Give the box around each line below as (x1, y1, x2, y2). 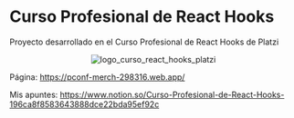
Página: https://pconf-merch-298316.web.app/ (9, 71, 185, 83)
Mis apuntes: (9, 89, 58, 100)
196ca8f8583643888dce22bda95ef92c (9, 98, 160, 110)
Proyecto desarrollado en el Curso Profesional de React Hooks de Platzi (9, 36, 279, 47)
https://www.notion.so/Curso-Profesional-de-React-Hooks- (59, 89, 285, 100)
